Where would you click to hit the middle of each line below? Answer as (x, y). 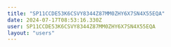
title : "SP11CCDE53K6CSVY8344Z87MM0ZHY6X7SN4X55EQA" (86, 13)
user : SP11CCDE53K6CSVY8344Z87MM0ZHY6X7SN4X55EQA (82, 26)
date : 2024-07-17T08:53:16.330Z (55, 20)
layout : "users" (31, 33)
